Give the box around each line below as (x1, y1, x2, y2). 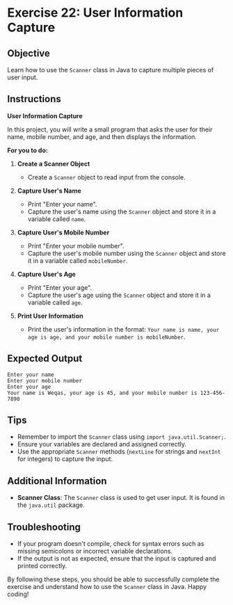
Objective (7, 47, 51, 59)
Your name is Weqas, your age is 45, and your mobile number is (7, 389, 198, 396)
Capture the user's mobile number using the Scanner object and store (27, 249, 226, 257)
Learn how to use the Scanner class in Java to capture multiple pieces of (7, 66, 214, 74)
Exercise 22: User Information (7, 5, 184, 21)
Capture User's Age (17, 270, 77, 278)
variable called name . (27, 214, 86, 223)
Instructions (7, 93, 61, 105)
